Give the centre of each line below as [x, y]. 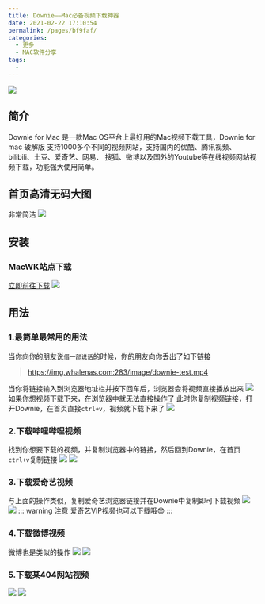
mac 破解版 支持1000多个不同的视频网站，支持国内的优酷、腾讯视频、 [122, 147]
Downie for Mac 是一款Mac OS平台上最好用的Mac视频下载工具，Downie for [132, 137]
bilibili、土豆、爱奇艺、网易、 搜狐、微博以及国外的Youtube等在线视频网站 [129, 156]
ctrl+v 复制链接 [33, 460]
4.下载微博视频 [37, 533]
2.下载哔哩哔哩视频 [45, 431]
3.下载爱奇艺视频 [41, 482]
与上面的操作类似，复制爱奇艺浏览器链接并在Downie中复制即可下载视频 [125, 501]
